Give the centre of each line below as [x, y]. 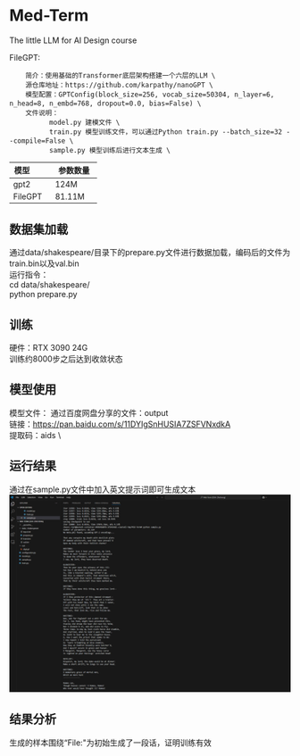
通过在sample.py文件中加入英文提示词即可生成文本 [103, 489]
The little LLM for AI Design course [73, 40]
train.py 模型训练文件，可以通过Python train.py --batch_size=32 [166, 132]
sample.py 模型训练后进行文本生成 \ [110, 150]
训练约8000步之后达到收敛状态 [66, 359]
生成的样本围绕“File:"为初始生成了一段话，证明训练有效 [110, 743]
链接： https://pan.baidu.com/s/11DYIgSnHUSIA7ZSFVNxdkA [120, 424]
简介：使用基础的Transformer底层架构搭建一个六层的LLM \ [121, 75]
